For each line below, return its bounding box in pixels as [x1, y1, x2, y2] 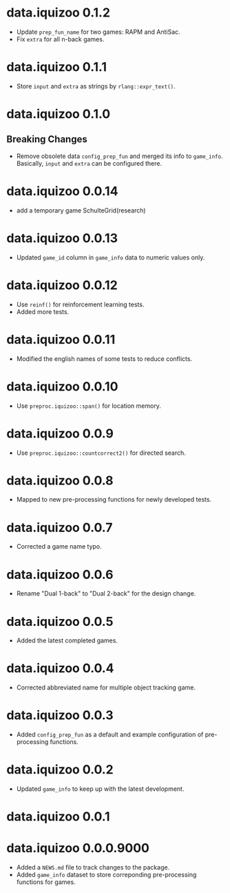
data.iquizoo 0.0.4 [6, 660, 114, 676]
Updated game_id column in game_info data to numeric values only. [16, 253, 205, 262]
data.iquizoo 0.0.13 [6, 230, 118, 246]
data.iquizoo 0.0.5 [6, 614, 114, 629]
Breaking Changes [6, 133, 87, 146]
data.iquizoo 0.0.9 [6, 426, 114, 441]
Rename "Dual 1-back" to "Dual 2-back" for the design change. [16, 589, 196, 598]
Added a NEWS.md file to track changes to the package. [16, 863, 170, 872]
